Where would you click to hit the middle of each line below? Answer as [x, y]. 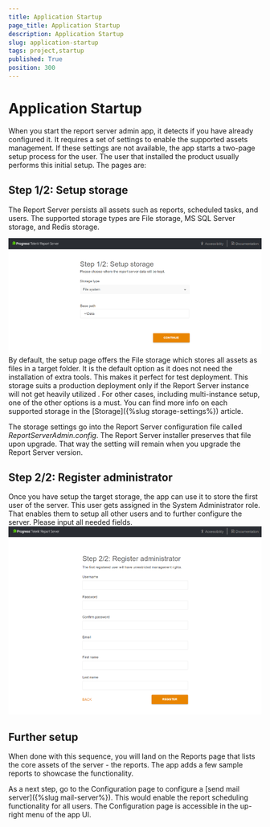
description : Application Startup [66, 34]
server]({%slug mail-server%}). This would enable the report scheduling [129, 798]
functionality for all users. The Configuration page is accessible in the [123, 806]
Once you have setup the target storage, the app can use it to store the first [133, 497]
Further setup [43, 737]
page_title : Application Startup [64, 25]
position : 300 [32, 68]
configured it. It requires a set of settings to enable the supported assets [128, 139]
